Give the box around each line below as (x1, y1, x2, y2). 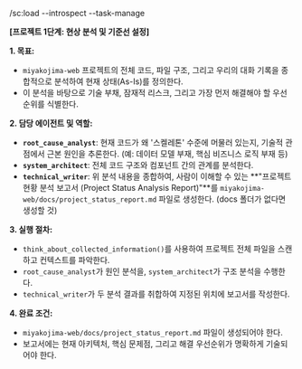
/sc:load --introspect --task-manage (9, 8, 146, 18)
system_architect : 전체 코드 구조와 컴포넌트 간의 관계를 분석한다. (22, 160, 254, 170)
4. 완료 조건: (9, 307, 53, 318)
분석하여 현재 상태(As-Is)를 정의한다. (53, 76, 184, 87)
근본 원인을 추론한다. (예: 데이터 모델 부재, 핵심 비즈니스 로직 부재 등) (46, 148, 288, 159)
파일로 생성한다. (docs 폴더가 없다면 (157, 194, 287, 204)
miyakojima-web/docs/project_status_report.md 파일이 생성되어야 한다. (22, 327, 283, 337)
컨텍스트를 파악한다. (39, 255, 110, 265)
